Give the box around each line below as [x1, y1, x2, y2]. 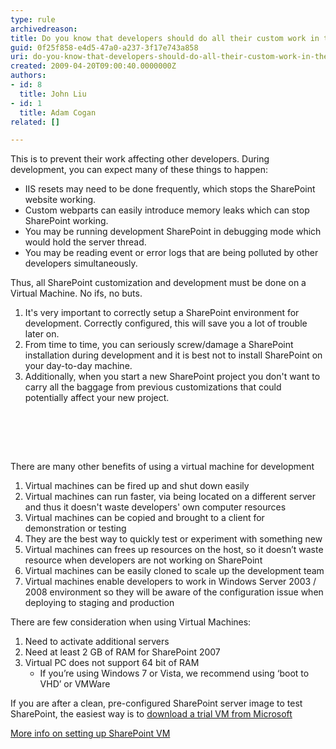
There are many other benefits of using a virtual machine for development [10, 461, 315, 473]
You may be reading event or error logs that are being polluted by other [24, 247, 319, 259]
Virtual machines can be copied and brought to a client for [24, 512, 265, 524]
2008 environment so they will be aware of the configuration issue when [24, 586, 324, 598]
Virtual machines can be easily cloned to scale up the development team [24, 565, 325, 577]
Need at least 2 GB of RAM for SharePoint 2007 [24, 646, 221, 658]
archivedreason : [10, 24, 78, 34]
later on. [24, 328, 60, 340]
